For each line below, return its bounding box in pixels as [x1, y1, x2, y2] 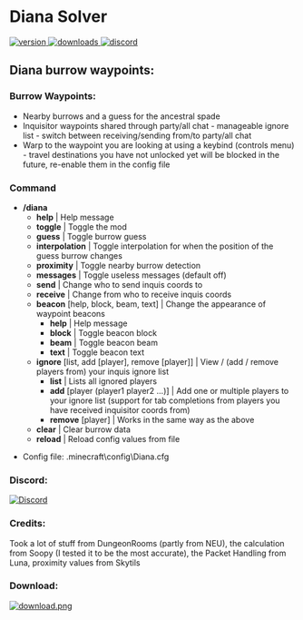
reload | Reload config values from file [35, 433, 181, 444]
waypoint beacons [35, 308, 106, 319]
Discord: [9, 474, 48, 487]
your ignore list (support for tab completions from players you [49, 395, 280, 406]
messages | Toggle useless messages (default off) [35, 270, 227, 280]
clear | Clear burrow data [35, 424, 132, 435]
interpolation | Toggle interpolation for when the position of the [35, 241, 274, 251]
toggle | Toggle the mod [35, 221, 127, 232]
